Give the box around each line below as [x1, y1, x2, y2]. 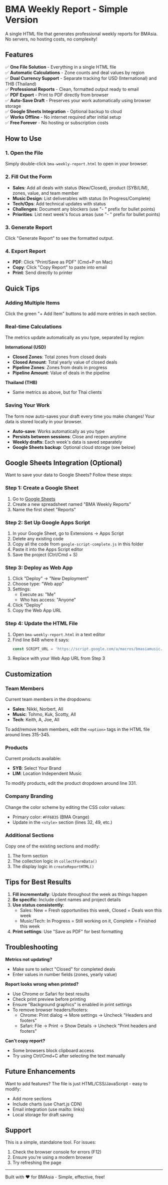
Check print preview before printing [12, 996, 86, 1002]
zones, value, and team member [12, 190, 79, 196]
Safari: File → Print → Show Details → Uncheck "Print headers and [19, 1023, 156, 1029]
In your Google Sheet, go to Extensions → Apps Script [12, 530, 124, 536]
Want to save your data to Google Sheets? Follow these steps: [5, 472, 133, 478]
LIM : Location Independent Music [12, 770, 82, 777]
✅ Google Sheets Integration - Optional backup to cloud [5, 108, 122, 114]
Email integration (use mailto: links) [12, 1106, 85, 1112]
